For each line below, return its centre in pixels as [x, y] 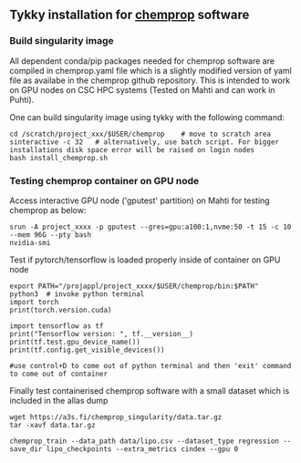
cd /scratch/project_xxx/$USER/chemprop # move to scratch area [140, 134]
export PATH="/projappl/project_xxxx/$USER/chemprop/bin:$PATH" [134, 286]
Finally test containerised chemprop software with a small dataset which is [150, 390]
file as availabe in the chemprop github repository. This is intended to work [150, 80]
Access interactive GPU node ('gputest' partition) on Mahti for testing [140, 201]
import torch [34, 302]
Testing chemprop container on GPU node [104, 180]
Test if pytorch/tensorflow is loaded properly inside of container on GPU [145, 260]
